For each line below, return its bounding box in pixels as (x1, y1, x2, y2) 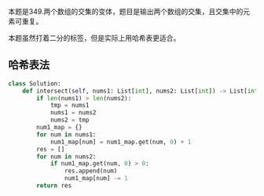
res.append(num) (64, 167, 118, 175)
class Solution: (8, 79, 61, 88)
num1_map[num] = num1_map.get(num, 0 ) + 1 (49, 138, 192, 146)
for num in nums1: (36, 130, 97, 139)
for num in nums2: (36, 152, 97, 161)
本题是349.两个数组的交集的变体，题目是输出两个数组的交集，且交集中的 (8, 7, 244, 16)
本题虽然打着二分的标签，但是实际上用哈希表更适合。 (8, 34, 181, 42)
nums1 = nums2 (49, 109, 97, 117)
